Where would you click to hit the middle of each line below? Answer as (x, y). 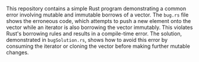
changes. (18, 52)
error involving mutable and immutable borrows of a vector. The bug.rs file (97, 15)
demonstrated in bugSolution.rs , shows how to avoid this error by (87, 40)
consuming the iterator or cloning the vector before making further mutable (98, 46)
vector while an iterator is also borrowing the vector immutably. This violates (99, 27)
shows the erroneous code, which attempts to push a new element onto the (99, 21)
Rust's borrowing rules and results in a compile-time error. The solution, (94, 34)
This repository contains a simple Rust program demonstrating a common (96, 9)
